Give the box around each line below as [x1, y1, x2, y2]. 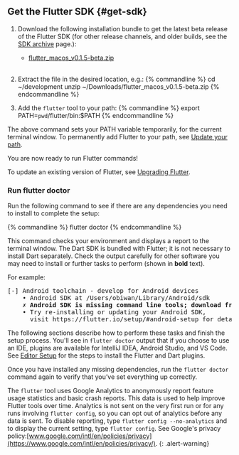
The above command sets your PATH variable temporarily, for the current [7, 124, 222, 134]
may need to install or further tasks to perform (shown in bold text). [7, 259, 205, 268]
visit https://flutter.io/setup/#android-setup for [29, 316, 214, 323]
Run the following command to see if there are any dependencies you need [7, 202, 228, 210]
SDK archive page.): [17, 39, 77, 48]
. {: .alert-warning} [155, 439, 210, 448]
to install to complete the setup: [7, 209, 100, 218]
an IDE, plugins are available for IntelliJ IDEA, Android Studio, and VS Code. [7, 344, 228, 353]
